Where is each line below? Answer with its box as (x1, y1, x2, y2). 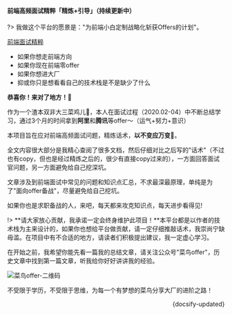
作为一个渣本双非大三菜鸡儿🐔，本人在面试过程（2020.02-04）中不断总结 (7, 108, 215, 116)
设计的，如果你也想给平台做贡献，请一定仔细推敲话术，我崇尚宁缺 (37, 225, 225, 233)
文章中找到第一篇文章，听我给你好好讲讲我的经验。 (12, 257, 159, 265)
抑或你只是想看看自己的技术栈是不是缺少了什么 (17, 78, 151, 87)
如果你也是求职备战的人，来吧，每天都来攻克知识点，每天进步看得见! (7, 201, 203, 210)
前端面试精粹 (7, 38, 43, 46)
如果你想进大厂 (17, 70, 60, 78)
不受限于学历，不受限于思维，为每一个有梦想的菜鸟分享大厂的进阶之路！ (7, 286, 213, 294)
